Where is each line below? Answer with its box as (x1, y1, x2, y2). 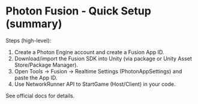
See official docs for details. (5, 92, 75, 99)
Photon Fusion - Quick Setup (5, 4, 151, 18)
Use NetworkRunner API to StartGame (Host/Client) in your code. (14, 80, 176, 88)
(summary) (5, 17, 62, 31)
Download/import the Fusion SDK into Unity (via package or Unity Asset (14, 55, 193, 62)
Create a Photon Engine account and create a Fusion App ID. (14, 48, 164, 55)
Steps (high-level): (5, 37, 52, 44)
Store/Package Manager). (14, 61, 79, 69)
